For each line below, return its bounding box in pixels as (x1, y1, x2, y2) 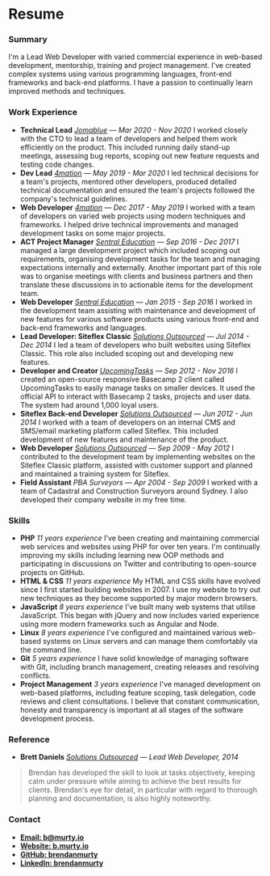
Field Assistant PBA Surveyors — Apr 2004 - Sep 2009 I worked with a (19, 477, 258, 487)
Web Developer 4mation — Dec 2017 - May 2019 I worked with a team (19, 202, 255, 212)
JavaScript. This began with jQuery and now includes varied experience (19, 611, 260, 620)
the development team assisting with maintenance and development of (19, 305, 256, 315)
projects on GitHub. (19, 568, 85, 578)
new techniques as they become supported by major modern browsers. (19, 594, 259, 603)
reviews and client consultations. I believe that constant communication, (19, 696, 260, 706)
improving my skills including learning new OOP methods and (19, 551, 224, 561)
